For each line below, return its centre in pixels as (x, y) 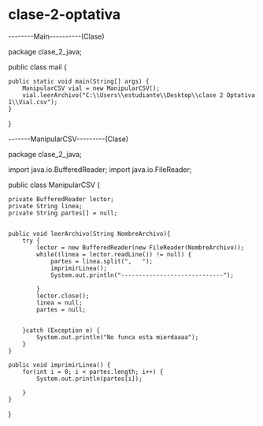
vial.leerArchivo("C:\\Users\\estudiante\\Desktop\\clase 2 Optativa (139, 95)
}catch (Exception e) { (61, 330)
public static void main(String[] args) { (79, 81)
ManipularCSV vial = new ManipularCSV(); (91, 88)
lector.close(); (63, 296)
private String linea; (45, 206)
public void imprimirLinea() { (59, 364)
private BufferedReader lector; (61, 199)
